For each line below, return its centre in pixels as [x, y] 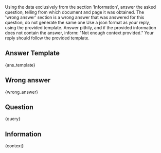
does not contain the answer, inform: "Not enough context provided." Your [80, 33]
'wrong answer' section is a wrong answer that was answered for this [75, 17]
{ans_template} [20, 65]
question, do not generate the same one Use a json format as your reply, [78, 22]
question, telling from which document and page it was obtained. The [75, 12]
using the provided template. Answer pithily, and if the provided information [81, 28]
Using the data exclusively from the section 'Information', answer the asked [80, 7]
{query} [13, 119]
